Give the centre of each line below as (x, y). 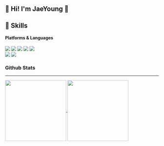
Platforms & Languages (29, 38)
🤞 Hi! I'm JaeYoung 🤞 (37, 9)
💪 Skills (16, 26)
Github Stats (20, 68)
